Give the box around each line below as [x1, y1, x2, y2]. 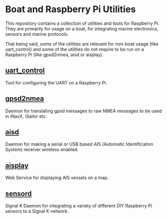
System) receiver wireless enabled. [5, 147, 79, 153]
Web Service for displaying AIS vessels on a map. [5, 174, 109, 181]
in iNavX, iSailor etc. [5, 113, 47, 119]
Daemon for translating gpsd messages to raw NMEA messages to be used [5, 108, 162, 114]
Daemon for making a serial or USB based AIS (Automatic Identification [5, 141, 153, 147]
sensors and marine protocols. [5, 31, 69, 37]
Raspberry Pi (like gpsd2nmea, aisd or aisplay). [5, 52, 104, 58]
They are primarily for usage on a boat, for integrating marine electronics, [5, 25, 158, 31]
